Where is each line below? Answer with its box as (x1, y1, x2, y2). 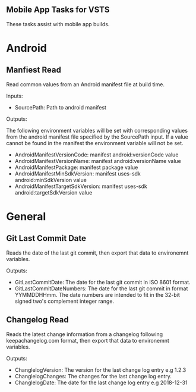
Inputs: (6, 92, 23, 99)
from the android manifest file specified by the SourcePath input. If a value (6, 133, 189, 140)
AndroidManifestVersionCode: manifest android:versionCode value (14, 151, 179, 158)
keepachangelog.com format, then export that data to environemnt (6, 337, 169, 344)
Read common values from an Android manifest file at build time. (6, 80, 165, 88)
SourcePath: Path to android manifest (14, 104, 107, 111)
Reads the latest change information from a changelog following (6, 330, 163, 338)
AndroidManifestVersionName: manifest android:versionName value (14, 157, 181, 164)
